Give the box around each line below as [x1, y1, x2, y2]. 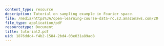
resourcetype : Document [5, 25, 54, 30]
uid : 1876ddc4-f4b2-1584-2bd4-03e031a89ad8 [5, 34, 95, 39]
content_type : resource [5, 7, 54, 12]
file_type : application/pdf [5, 20, 62, 25]
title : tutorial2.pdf [5, 29, 49, 34]
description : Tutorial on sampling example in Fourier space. [5, 11, 134, 16]
